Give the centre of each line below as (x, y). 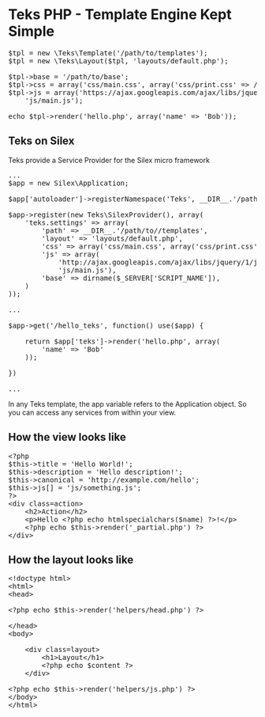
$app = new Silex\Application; (69, 183)
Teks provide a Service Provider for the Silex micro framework (109, 160)
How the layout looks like (71, 560)
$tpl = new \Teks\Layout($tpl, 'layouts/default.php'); (118, 61)
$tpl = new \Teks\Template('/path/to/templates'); (108, 53)
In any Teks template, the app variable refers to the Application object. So (127, 404)
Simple (32, 31)
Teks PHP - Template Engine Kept (120, 15)
